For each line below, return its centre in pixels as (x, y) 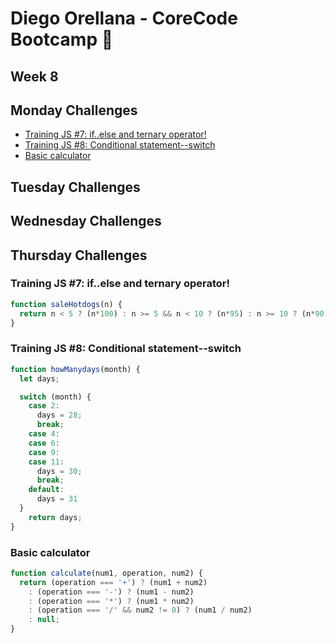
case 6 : (44, 443)
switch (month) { (55, 397)
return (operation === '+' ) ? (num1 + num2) (113, 582)
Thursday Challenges (79, 255)
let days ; (39, 378)
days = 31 (57, 499)
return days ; (55, 517)
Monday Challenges (74, 110)
